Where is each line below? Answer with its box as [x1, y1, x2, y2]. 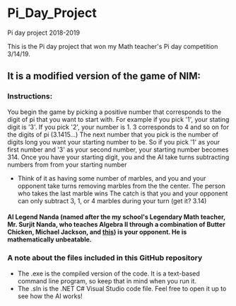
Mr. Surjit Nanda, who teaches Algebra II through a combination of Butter [7, 220, 226, 229]
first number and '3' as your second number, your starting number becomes [7, 145, 229, 154]
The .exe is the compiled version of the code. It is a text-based [17, 269, 200, 278]
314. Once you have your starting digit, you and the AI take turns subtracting [7, 152, 230, 161]
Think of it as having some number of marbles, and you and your [17, 174, 206, 182]
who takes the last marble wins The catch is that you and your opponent [17, 189, 228, 198]
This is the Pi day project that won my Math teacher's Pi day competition [7, 42, 218, 50]
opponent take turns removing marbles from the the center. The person [17, 181, 226, 190]
